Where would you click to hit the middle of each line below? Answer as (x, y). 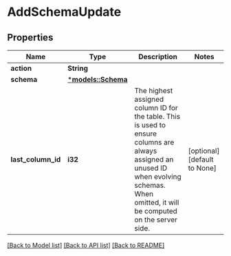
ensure (145, 134)
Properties (30, 38)
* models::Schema (98, 79)
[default (201, 159)
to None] (202, 168)
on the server (156, 220)
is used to (150, 125)
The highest (154, 90)
